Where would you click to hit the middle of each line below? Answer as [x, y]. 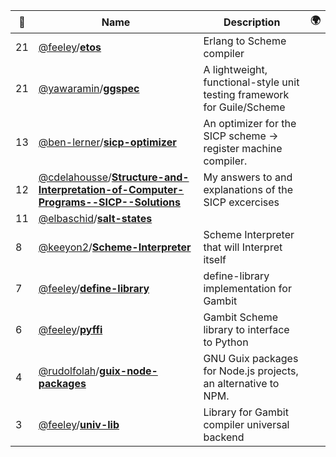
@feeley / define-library [94, 288]
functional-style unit [251, 82]
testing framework [246, 94]
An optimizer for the [250, 123]
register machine [243, 148]
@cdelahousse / [75, 177]
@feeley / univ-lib [79, 424]
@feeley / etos [70, 47]
